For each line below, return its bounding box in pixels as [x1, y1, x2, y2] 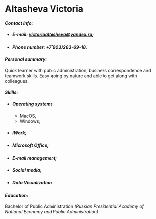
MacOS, [19, 113, 36, 119]
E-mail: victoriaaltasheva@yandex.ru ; [12, 31, 94, 38]
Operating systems [12, 101, 53, 107]
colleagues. [5, 78, 29, 84]
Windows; [19, 118, 41, 124]
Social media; [12, 167, 42, 173]
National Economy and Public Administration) [5, 209, 98, 215]
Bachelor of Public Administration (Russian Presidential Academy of [5, 203, 144, 209]
